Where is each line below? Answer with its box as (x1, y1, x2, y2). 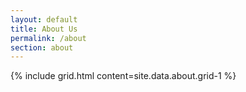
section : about (10, 42, 74, 53)
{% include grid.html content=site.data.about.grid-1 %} (10, 70, 237, 82)
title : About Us (10, 24, 78, 34)
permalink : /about (10, 33, 87, 43)
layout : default (10, 14, 78, 25)
